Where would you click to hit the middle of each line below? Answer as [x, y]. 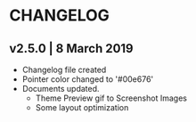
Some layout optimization [82, 107]
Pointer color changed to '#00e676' [88, 79]
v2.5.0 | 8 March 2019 [71, 49]
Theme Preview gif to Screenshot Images [111, 98]
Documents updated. [61, 89]
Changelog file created [64, 69]
